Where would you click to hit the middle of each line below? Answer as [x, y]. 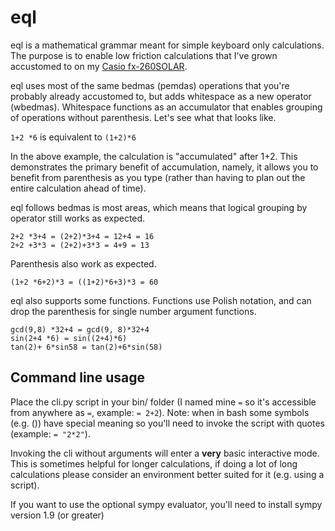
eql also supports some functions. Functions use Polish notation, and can [161, 300]
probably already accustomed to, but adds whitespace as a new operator [161, 96]
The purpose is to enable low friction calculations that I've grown [144, 55]
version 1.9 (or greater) [57, 515]
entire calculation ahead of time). [78, 188]
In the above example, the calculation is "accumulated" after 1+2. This [154, 156]
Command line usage [77, 377]
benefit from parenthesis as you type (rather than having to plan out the [158, 177]
